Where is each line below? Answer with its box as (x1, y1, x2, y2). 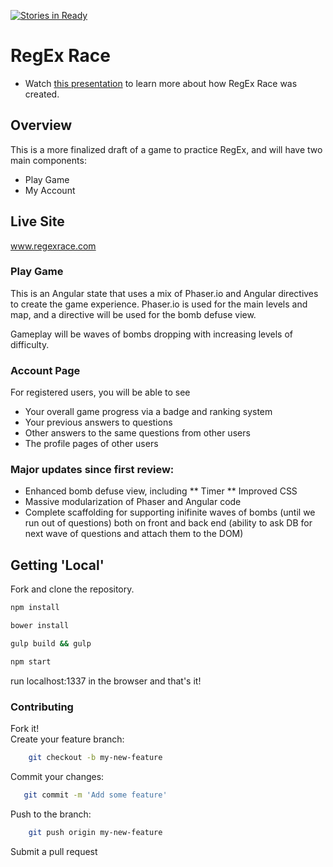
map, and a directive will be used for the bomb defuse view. (10, 308, 257, 320)
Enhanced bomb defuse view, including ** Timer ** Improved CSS (24, 485, 298, 497)
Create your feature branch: (10, 733, 125, 745)
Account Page (10, 363, 81, 377)
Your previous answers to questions (24, 416, 173, 429)
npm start (10, 656, 52, 667)
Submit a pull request (10, 845, 98, 857)
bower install (10, 621, 70, 631)
